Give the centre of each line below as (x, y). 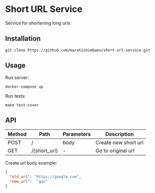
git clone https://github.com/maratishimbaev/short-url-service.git (78, 50)
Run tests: (15, 96)
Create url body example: (31, 163)
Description (120, 134)
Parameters (77, 134)
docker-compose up (24, 87)
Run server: (17, 77)
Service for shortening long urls (38, 23)
